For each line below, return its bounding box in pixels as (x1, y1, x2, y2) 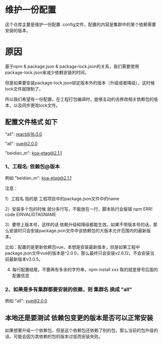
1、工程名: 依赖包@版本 (5, 163, 60, 170)
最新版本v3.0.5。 (9, 256, 43, 262)
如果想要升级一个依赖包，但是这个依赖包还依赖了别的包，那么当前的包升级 (5, 327, 154, 333)
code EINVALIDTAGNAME (5, 211, 57, 217)
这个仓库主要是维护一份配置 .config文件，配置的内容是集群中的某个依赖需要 (5, 21, 156, 27)
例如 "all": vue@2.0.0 (5, 298, 48, 304)
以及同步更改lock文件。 (13, 102, 61, 108)
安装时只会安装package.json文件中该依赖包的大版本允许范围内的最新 (9, 227, 147, 234)
